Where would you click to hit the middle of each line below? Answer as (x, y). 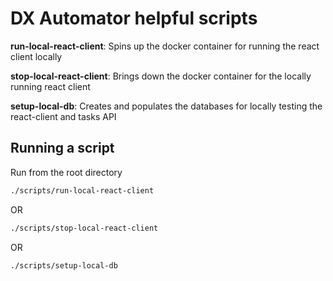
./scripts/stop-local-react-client (84, 228)
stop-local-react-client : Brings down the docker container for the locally (161, 76)
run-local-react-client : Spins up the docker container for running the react (165, 46)
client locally (36, 56)
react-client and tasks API (63, 116)
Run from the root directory (66, 172)
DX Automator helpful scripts (134, 18)
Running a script (62, 148)
